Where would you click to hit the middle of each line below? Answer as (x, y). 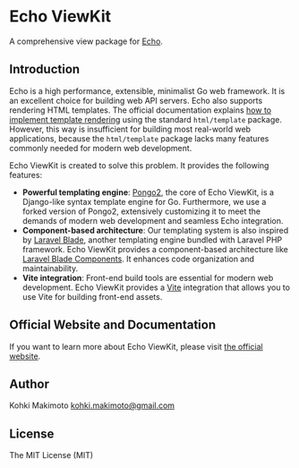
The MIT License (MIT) (51, 455)
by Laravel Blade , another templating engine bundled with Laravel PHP (152, 240)
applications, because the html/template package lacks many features (139, 138)
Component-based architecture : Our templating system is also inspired (155, 230)
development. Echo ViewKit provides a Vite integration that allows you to (156, 287)
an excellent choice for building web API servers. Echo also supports (136, 100)
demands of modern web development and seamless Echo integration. (153, 220)
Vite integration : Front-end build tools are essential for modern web (148, 277)
